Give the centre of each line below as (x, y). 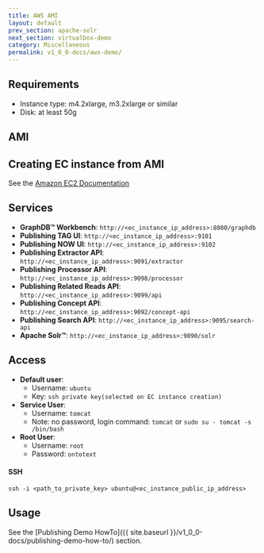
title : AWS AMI (33, 15)
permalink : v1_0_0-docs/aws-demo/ (65, 52)
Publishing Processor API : (63, 269)
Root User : (37, 436)
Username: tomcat (61, 413)
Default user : (42, 379)
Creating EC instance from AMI (86, 164)
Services (31, 208)
